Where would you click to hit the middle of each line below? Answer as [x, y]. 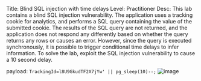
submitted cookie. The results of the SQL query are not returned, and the [97, 28]
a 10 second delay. [30, 60]
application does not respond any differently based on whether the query [97, 34]
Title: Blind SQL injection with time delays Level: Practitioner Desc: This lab [99, 9]
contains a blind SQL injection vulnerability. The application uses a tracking [100, 15]
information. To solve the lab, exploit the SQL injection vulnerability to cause [101, 53]
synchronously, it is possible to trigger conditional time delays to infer [93, 47]
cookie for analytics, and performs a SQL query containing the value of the [99, 21]
